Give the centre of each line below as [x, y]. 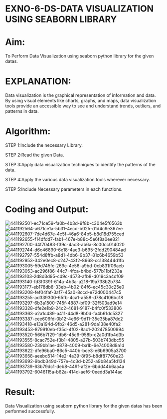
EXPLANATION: [38, 82]
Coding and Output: [47, 209]
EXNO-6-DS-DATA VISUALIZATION [79, 9]
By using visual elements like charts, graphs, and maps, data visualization [81, 101]
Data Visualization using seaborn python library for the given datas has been [84, 406]
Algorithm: [28, 132]
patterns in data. [22, 111]
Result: [20, 392]
